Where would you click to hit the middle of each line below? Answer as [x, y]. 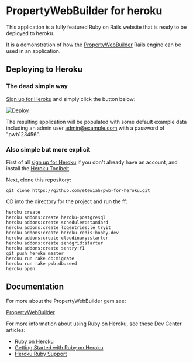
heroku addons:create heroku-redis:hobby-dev [62, 233]
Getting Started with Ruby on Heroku [59, 347]
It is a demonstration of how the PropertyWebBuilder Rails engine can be [94, 45]
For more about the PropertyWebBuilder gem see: [66, 301]
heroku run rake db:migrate [40, 258]
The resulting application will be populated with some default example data [96, 122]
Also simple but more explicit [48, 149]
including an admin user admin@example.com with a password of [85, 128]
